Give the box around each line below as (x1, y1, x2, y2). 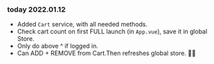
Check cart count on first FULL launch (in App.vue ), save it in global (17, 27, 208, 35)
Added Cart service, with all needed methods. (17, 20, 148, 29)
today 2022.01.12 (7, 5, 66, 14)
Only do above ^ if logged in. (17, 42, 98, 50)
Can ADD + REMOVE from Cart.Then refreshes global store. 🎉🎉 (17, 49, 196, 57)
